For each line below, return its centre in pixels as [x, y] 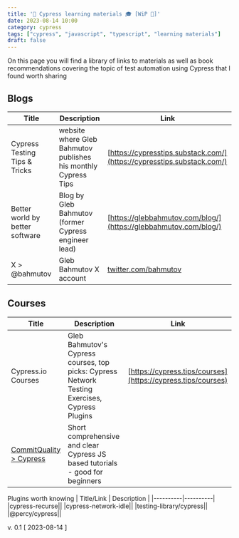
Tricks [21, 170]
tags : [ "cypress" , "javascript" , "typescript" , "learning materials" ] [114, 34]
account [73, 278]
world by [26, 217]
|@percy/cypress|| [34, 513]
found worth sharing [37, 76]
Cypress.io [29, 371]
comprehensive [93, 436]
